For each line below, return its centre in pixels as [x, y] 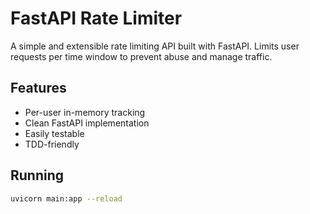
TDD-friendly [52, 144]
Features [38, 88]
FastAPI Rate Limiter [96, 18]
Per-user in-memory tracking [85, 112]
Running [37, 175]
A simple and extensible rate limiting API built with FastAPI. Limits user [155, 46]
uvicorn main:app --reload [66, 198]
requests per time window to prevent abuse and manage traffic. [141, 56]
